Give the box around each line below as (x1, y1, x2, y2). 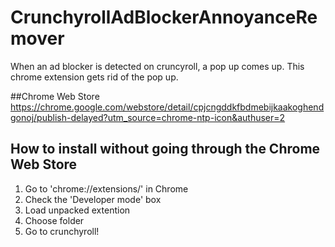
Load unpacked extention (24, 204, 131, 216)
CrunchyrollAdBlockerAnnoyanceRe (10, 6, 318, 29)
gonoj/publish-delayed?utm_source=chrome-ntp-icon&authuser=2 (10, 111, 286, 123)
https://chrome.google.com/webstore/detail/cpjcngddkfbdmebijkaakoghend (10, 101, 325, 113)
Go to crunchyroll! (24, 225, 100, 237)
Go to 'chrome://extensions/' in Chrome (24, 182, 189, 195)
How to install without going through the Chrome (10, 141, 321, 158)
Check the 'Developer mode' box (24, 193, 162, 205)
